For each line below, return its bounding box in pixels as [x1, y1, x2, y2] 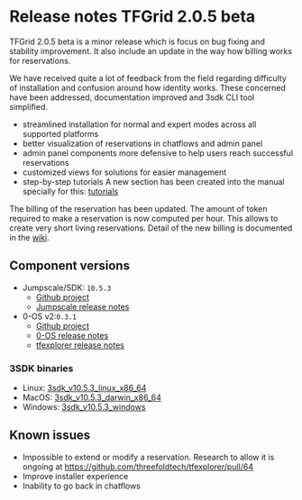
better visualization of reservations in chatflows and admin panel [22, 138, 263, 149]
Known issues [9, 428, 91, 443]
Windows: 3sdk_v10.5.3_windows [22, 402, 146, 413]
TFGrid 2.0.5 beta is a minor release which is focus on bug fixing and [9, 36, 266, 47]
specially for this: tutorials [22, 186, 119, 196]
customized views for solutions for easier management [22, 167, 227, 177]
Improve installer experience [22, 470, 129, 481]
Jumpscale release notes [35, 301, 130, 312]
